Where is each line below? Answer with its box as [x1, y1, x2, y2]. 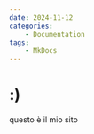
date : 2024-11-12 [9, 13, 74, 22]
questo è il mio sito [9, 114, 78, 125]
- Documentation [25, 29, 86, 38]
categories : [9, 21, 53, 30]
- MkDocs [25, 46, 58, 55]
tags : [9, 38, 29, 47]
